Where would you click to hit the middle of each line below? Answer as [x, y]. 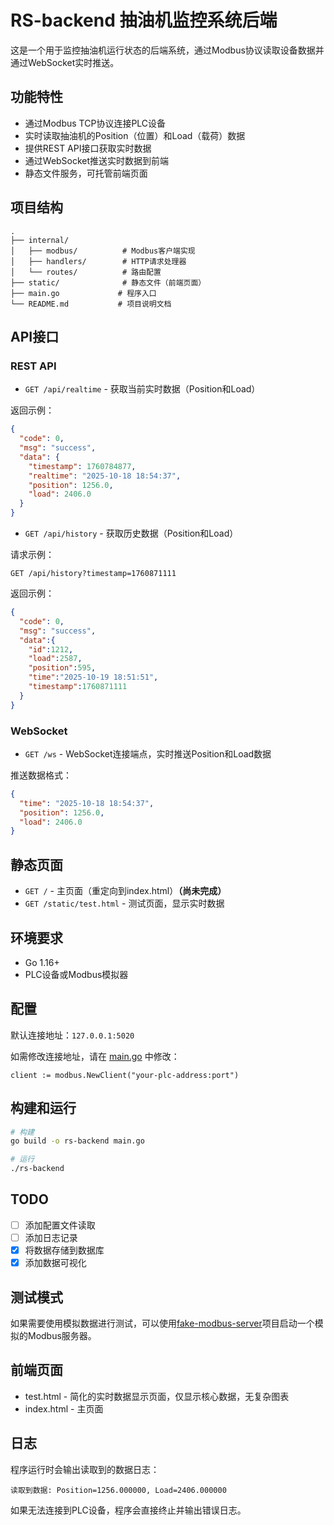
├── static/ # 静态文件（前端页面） [108, 282]
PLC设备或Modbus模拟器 [76, 974]
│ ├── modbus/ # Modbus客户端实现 [103, 251]
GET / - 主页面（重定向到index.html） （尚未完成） [125, 891]
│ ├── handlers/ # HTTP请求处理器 [98, 261]
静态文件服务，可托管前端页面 [86, 173]
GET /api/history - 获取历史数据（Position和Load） [131, 533]
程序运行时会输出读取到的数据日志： [85, 1469]
